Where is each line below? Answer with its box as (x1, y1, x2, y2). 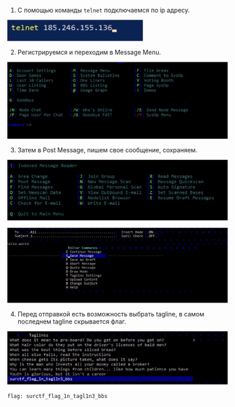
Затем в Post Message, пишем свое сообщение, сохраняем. (17, 145, 198, 154)
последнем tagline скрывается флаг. (17, 317, 127, 326)
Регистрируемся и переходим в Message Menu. (17, 48, 162, 56)
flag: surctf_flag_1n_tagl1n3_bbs (7, 392, 108, 399)
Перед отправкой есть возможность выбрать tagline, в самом (17, 310, 205, 319)
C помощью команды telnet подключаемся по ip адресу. (17, 6, 190, 14)
